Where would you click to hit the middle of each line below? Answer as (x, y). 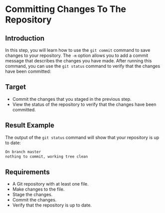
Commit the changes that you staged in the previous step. (72, 99)
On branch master (23, 152)
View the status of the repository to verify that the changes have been (84, 104)
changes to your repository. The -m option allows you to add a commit (77, 55)
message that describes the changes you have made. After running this (79, 61)
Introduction (25, 38)
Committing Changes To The (66, 9)
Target (16, 87)
